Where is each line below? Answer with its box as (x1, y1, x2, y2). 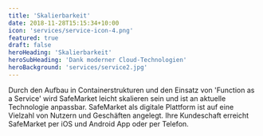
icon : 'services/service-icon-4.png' (8, 26, 134, 34)
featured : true (8, 33, 59, 42)
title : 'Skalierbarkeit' (8, 11, 91, 20)
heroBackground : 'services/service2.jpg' (8, 64, 148, 72)
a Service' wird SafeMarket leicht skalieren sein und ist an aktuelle (8, 93, 226, 103)
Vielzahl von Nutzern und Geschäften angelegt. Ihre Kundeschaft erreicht (8, 111, 249, 120)
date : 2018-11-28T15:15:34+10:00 (8, 19, 120, 27)
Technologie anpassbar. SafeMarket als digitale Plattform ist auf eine (8, 102, 234, 111)
